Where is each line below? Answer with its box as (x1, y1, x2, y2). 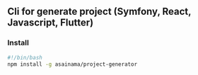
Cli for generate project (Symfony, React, (7, 6, 192, 18)
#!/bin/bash (7, 54, 42, 61)
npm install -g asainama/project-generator (7, 60, 138, 68)
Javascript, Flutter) (7, 17, 94, 29)
